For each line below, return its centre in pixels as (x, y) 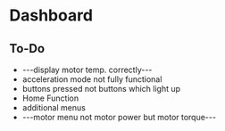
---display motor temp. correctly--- (87, 70)
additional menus (54, 107)
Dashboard (51, 16)
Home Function (50, 98)
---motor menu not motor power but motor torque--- (119, 117)
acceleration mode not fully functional (92, 79)
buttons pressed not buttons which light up (101, 89)
